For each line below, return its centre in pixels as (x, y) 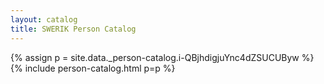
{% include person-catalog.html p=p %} (93, 68)
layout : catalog (44, 19)
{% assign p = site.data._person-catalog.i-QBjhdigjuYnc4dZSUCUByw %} (162, 57)
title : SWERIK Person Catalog (73, 29)
